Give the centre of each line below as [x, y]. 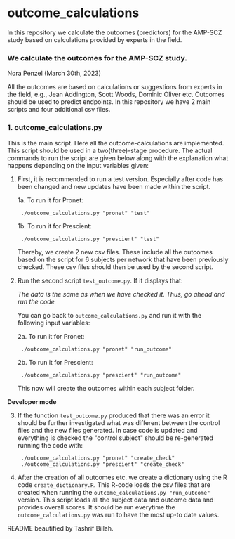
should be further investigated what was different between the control [119, 422]
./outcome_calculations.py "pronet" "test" [85, 213]
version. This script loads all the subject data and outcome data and [115, 500]
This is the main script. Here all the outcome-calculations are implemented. [116, 143]
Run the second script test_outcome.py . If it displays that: [100, 280]
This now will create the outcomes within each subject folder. [106, 388]
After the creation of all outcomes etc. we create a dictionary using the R [122, 477]
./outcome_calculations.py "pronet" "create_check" [98, 458]
